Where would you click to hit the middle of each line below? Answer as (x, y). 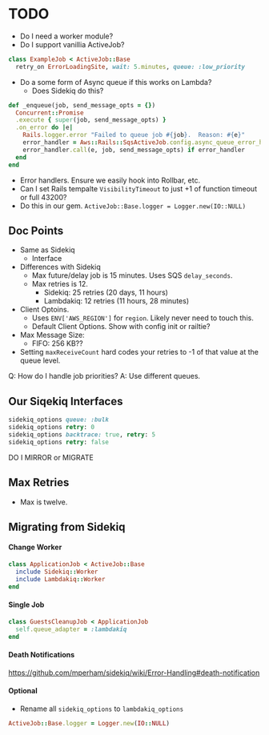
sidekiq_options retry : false (59, 442)
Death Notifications (42, 655)
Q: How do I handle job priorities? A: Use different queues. (104, 376)
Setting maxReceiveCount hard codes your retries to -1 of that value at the (139, 352)
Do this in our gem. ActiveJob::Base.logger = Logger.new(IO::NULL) (133, 206)
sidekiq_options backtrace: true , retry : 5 (82, 434)
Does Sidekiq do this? (68, 90)
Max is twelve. (44, 502)
